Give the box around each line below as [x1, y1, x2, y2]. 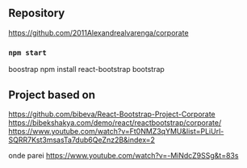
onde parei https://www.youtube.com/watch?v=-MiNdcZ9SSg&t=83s [8, 150, 239, 160]
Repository [8, 6, 65, 20]
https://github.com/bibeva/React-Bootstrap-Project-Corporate [8, 109, 216, 119]
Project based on [8, 88, 95, 102]
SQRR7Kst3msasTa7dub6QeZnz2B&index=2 [8, 135, 156, 145]
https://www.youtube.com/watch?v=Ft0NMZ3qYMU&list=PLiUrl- [8, 126, 224, 136]
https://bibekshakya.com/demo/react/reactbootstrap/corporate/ [8, 117, 222, 128]
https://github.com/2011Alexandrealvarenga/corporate [8, 27, 189, 37]
